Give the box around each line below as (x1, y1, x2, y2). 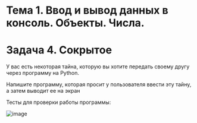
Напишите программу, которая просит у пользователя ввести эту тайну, (6, 81, 192, 88)
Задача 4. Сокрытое (6, 43, 112, 57)
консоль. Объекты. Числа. (6, 16, 145, 30)
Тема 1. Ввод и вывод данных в (6, 4, 168, 17)
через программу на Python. (6, 70, 79, 77)
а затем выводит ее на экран (6, 87, 80, 94)
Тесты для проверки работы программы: (6, 99, 111, 106)
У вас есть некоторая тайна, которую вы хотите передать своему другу (6, 63, 190, 70)
